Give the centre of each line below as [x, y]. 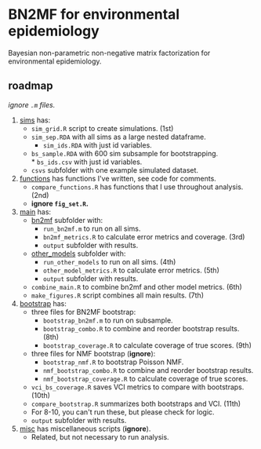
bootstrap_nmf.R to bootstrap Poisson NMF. [113, 362]
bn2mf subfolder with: [67, 220]
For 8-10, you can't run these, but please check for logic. [123, 412]
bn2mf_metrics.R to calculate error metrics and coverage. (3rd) [144, 236]
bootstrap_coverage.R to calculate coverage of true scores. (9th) [147, 345]
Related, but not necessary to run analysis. [100, 436]
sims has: [35, 120]
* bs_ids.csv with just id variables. [87, 162]
